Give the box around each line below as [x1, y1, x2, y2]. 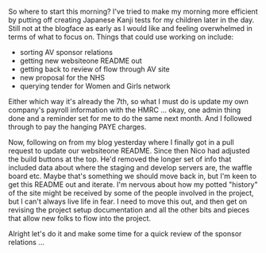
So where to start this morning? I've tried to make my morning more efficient [8, 7, 258, 16]
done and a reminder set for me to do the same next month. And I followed [8, 114, 253, 123]
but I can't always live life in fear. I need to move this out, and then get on [8, 197, 248, 206]
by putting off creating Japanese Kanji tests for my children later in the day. [8, 15, 255, 25]
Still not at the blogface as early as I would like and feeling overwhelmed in [8, 24, 253, 33]
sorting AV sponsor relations [19, 48, 114, 56]
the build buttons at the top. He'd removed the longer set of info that [8, 154, 232, 164]
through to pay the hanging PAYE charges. [8, 123, 147, 131]
